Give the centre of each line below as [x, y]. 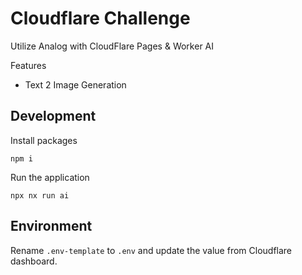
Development [53, 116]
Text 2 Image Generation [75, 84]
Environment [51, 226]
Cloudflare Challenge [100, 18]
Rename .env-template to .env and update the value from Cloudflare [151, 250]
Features [28, 65]
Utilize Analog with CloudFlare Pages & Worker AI [112, 46]
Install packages [44, 140]
